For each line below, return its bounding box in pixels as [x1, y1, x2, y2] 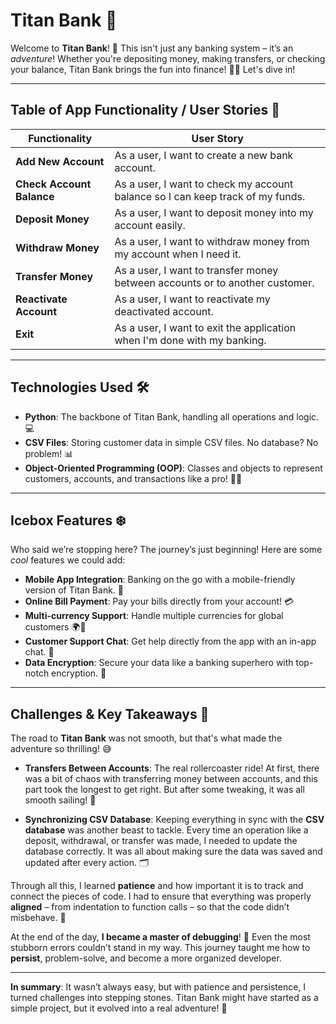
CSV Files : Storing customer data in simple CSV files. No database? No [24, 436, 319, 448]
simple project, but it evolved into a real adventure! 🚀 [10, 1002, 228, 1014]
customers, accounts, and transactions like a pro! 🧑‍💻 [24, 472, 243, 484]
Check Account [15, 177, 92, 191]
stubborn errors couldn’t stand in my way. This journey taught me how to [10, 942, 311, 954]
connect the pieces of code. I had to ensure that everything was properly [10, 890, 312, 903]
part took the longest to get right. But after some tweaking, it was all [24, 784, 305, 796]
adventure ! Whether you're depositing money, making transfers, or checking [10, 52, 326, 64]
